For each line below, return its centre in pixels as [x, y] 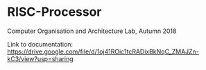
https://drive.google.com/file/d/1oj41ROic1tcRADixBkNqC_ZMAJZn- [103, 51]
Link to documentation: [40, 44]
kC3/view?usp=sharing [41, 58]
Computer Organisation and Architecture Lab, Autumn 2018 [92, 31]
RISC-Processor [54, 12]
